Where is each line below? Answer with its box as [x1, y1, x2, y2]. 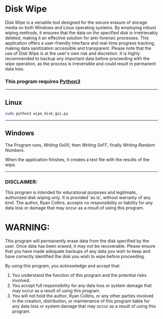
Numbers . [5, 147, 25, 153]
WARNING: [5, 222, 50, 233]
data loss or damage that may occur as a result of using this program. [5, 205, 145, 211]
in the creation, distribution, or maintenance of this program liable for [12, 298, 150, 304]
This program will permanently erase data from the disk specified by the [5, 238, 149, 244]
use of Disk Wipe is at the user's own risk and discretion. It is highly [5, 50, 140, 56]
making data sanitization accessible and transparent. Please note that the [5, 45, 152, 51]
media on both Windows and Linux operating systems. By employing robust [5, 24, 156, 30]
